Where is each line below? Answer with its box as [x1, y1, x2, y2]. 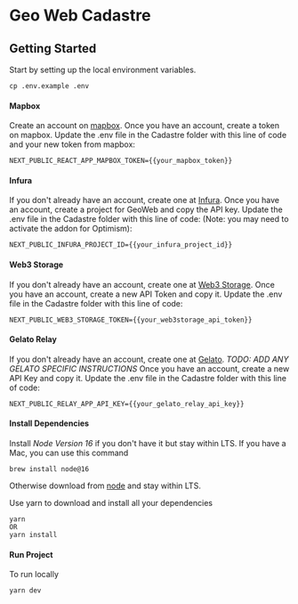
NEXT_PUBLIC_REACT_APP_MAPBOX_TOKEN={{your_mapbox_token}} [9, 157, 233, 166]
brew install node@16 [9, 465, 90, 474]
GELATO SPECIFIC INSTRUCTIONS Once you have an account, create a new [9, 363, 290, 374]
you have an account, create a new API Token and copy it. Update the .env [9, 289, 283, 299]
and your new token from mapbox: [9, 139, 136, 150]
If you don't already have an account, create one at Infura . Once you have [9, 195, 280, 206]
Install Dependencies [9, 418, 90, 429]
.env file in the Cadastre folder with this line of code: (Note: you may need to [9, 214, 289, 224]
